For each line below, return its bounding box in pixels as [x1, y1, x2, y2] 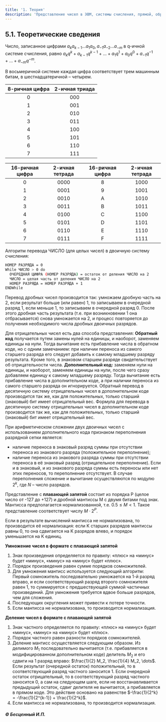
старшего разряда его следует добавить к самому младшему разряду [5, 352, 155, 358]
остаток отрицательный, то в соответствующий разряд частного [12, 674, 150, 680]
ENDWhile [5, 285, 23, 291]
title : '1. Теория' [5, 7, 45, 12]
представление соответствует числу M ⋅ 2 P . [5, 507, 98, 514]
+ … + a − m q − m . [5, 57, 36, 65]
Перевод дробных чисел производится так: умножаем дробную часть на [5, 295, 161, 301]
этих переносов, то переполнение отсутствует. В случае [12, 470, 132, 476]
